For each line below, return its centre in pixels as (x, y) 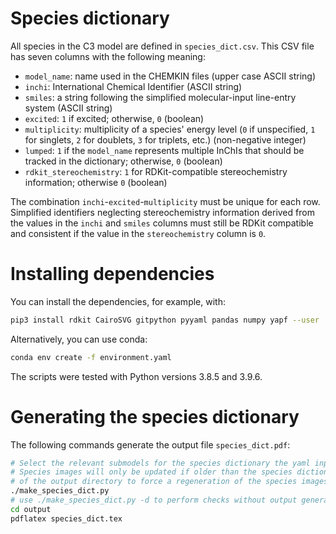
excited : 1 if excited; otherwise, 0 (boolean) (114, 118)
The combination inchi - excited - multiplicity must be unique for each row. (165, 201)
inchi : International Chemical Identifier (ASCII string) (133, 86)
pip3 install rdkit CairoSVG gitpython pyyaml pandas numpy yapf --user (165, 320)
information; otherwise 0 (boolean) (96, 182)
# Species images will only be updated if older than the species (151, 472)
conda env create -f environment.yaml (91, 357)
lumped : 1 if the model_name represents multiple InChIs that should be (164, 150)
